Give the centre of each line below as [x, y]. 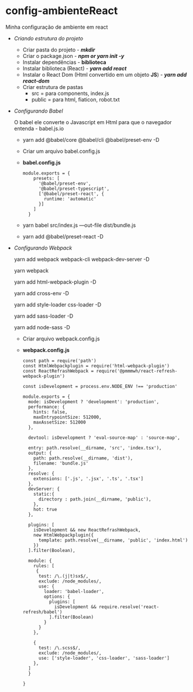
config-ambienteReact [62, 11]
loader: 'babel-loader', [74, 591]
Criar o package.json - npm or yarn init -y [73, 56]
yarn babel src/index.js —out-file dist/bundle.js [79, 225]
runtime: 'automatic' [70, 199]
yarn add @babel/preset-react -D [63, 236]
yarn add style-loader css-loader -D [58, 304]
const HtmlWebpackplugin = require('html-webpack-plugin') [96, 366]
